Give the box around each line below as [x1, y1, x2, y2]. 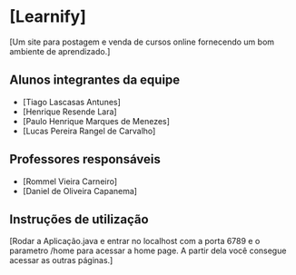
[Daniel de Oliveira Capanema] [22, 185, 138, 196]
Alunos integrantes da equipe [9, 73, 181, 88]
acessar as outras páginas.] [9, 255, 113, 266]
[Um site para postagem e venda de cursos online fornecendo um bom [9, 36, 275, 47]
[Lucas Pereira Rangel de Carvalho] [22, 125, 156, 136]
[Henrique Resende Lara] [22, 106, 117, 117]
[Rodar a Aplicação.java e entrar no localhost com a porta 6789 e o [9, 236, 261, 247]
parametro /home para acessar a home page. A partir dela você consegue [9, 245, 287, 256]
